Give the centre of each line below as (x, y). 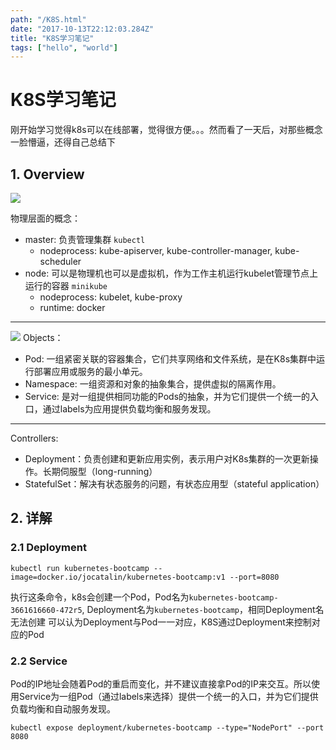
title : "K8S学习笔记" (52, 38)
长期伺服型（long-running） (100, 471)
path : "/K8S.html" (48, 19)
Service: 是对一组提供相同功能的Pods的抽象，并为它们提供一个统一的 (167, 396)
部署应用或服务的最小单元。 (90, 371)
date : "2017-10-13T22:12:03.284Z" (82, 29)
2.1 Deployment (48, 548)
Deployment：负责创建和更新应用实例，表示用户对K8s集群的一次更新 (167, 459)
